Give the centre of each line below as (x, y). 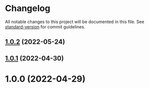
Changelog (28, 8)
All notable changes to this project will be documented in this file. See (75, 22)
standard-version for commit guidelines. (45, 26)
